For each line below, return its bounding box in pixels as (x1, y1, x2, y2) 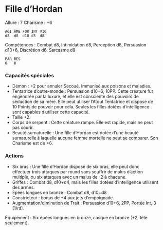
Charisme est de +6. (12, 140, 53, 146)
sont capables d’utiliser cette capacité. (12, 109, 90, 115)
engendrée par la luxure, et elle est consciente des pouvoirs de (12, 94, 139, 100)
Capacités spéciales (5, 72, 54, 79)
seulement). (5, 220, 29, 226)
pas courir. (12, 125, 34, 130)
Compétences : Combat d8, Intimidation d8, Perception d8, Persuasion (5, 42, 146, 47)
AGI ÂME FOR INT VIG (5, 29, 47, 34)
